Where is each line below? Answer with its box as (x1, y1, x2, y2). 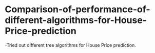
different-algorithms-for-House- (5, 14, 147, 26)
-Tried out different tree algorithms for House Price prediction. (5, 42, 137, 48)
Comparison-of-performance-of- (5, 4, 150, 15)
